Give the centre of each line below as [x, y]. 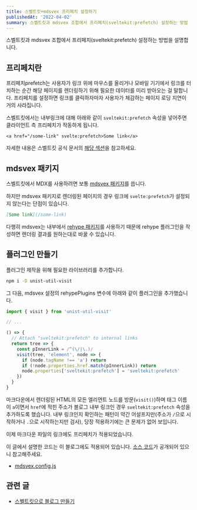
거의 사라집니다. [24, 105]
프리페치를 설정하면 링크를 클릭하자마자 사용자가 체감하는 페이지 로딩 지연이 [100, 98]
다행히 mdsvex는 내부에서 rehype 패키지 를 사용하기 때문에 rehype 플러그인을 [95, 226]
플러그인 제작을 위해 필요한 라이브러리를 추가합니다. [65, 269]
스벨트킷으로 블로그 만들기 [45, 501]
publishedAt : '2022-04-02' [39, 17]
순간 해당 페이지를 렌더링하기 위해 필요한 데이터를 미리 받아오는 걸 [97, 91]
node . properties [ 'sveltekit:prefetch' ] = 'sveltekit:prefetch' [101, 371]
